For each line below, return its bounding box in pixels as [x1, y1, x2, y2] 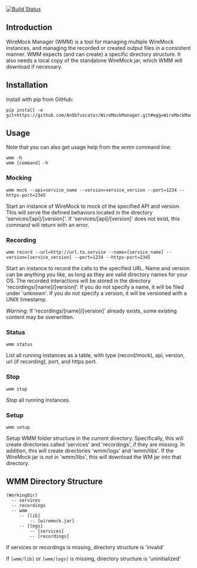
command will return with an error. [6, 221, 90, 228]
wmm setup [6, 424, 30, 430]
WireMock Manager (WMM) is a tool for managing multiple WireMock [6, 38, 174, 45]
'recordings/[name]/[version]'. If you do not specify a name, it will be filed [6, 284, 184, 291]
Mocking [6, 174, 32, 182]
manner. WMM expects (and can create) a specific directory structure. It [6, 51, 181, 58]
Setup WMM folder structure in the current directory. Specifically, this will [6, 435, 184, 442]
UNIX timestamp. [6, 296, 47, 303]
